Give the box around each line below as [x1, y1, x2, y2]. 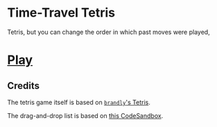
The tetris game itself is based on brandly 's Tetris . [7, 98, 150, 106]
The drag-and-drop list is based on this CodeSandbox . [7, 111, 164, 119]
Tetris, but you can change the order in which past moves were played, [7, 28, 210, 36]
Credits [7, 80, 40, 92]
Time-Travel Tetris [7, 5, 116, 21]
